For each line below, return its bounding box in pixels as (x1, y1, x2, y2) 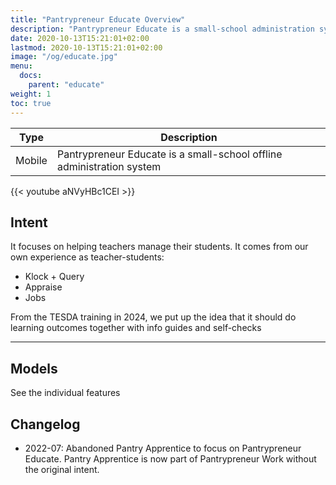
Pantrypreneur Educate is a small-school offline (56, 147, 283, 161)
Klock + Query (24, 271, 85, 283)
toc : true (10, 98, 52, 108)
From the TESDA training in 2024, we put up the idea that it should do (10, 311, 297, 323)
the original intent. (24, 463, 100, 475)
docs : (19, 71, 43, 81)
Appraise (24, 281, 63, 293)
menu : (10, 61, 33, 71)
